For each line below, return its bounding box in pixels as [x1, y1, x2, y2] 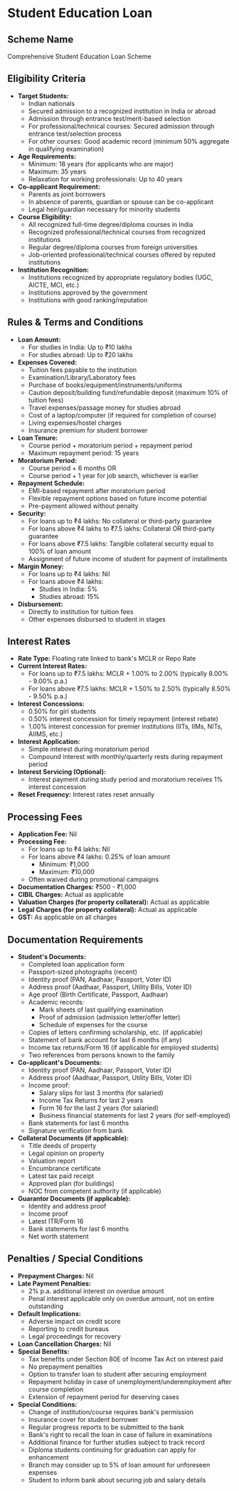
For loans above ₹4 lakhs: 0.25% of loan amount [28, 852, 171, 861]
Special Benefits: [17, 1347, 70, 1356]
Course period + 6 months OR [28, 464, 117, 472]
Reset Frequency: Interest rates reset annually [17, 790, 155, 799]
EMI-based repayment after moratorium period [28, 486, 166, 495]
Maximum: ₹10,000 [38, 868, 95, 876]
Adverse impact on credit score [28, 1317, 121, 1325]
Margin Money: [17, 562, 64, 571]
